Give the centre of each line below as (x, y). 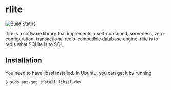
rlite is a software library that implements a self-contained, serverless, (79, 33)
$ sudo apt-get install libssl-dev (43, 82)
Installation (24, 61)
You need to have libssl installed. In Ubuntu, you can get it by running (79, 73)
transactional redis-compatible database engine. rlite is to (97, 39)
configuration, (20, 39)
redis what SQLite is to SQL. (35, 44)
